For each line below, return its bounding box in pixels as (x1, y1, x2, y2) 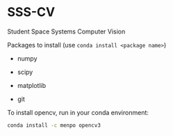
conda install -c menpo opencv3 (7, 121, 101, 129)
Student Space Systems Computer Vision (7, 27, 126, 36)
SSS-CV (7, 4, 56, 20)
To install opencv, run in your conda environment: (7, 108, 149, 116)
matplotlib (17, 81, 47, 89)
